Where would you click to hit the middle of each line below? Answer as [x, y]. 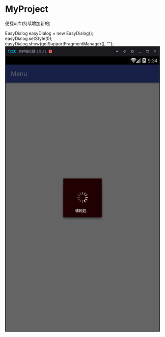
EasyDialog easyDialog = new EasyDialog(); [49, 33]
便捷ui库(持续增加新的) [28, 23]
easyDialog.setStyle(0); [29, 38]
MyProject [27, 9]
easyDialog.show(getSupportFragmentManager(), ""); [59, 43]
